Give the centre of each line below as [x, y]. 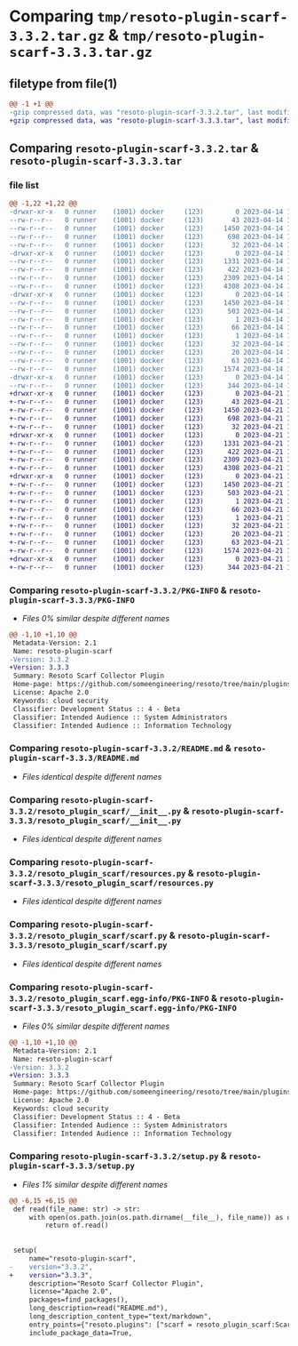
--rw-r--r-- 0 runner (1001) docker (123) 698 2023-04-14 [146, 236]
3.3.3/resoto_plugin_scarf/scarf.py [88, 945]
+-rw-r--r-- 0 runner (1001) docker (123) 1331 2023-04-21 [146, 443]
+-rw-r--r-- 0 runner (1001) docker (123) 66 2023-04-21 [146, 509]
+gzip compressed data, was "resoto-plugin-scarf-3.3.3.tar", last [137, 120]
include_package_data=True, [81, 1333]
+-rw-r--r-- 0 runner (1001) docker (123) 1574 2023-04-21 [146, 551]
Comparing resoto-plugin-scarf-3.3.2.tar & [134, 148]
